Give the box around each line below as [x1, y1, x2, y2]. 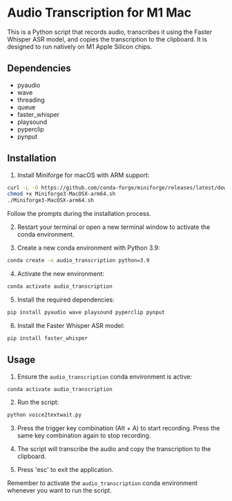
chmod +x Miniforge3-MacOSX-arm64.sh [7, 190, 116, 198]
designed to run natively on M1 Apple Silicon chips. [7, 42, 153, 51]
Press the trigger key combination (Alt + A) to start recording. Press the [17, 424, 220, 432]
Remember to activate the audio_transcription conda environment [7, 479, 198, 487]
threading [17, 95, 45, 104]
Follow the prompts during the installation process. [7, 210, 152, 218]
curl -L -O [7, 184, 39, 191]
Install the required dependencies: [17, 295, 115, 304]
